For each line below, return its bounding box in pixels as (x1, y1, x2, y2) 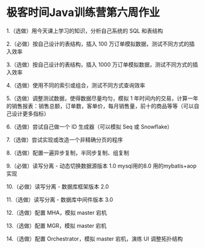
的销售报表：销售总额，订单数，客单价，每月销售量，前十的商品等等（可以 (6, 102, 194, 109)
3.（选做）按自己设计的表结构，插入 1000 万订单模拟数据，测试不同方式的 (6, 61, 193, 68)
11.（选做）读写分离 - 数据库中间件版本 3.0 (6, 196, 113, 203)
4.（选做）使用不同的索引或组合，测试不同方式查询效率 (6, 81, 146, 89)
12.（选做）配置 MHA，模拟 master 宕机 (6, 209, 107, 216)
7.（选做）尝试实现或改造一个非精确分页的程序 (6, 136, 124, 143)
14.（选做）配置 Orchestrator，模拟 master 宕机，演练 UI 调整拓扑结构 (6, 234, 183, 242)
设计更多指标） (11, 110, 50, 117)
